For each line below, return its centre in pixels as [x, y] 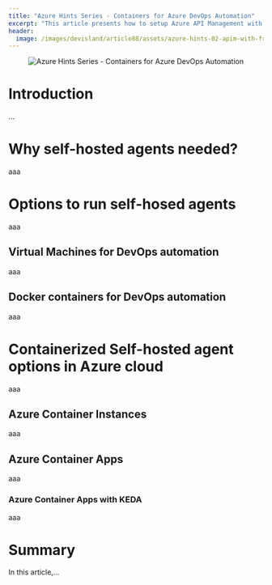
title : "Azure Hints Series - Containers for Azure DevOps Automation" [132, 16]
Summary [42, 550]
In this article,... [34, 572]
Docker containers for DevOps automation [117, 297]
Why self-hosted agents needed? [123, 149]
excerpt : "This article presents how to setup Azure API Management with [136, 23]
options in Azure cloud [86, 366]
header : [21, 31]
